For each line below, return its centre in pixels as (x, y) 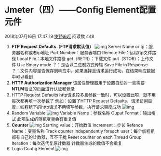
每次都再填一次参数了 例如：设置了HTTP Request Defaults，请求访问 (80, 101)
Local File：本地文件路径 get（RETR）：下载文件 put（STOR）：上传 (83, 58)
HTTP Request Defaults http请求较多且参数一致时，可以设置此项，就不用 (84, 95)
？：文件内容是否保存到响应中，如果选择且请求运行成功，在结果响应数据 (83, 71)
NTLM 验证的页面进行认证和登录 (43, 89)
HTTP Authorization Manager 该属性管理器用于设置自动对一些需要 (78, 83)
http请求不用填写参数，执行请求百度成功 (81, 107)
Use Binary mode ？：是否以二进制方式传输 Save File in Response (82, 64)
